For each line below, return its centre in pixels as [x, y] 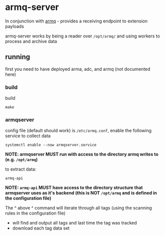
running [18, 57]
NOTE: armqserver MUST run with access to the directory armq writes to [82, 154]
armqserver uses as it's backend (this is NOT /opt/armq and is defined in [81, 193]
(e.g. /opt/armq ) [22, 160]
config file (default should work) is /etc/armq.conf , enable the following [78, 131]
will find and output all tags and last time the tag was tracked [75, 223]
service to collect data [28, 136]
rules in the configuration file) [35, 213]
